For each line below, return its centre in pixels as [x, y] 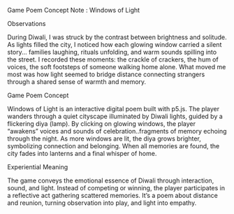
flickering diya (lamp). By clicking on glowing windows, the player [101, 124]
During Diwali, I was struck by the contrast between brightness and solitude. [117, 37]
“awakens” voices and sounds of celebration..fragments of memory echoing [117, 131]
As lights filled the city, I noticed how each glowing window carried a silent [115, 44]
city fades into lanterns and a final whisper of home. [82, 154]
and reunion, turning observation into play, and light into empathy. [102, 203]
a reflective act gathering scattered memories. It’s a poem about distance [113, 195]
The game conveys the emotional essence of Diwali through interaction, [111, 180]
